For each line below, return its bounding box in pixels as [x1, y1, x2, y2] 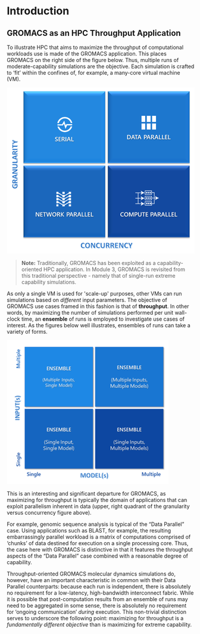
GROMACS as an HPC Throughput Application [7, 28, 181, 38]
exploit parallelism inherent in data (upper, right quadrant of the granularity [7, 503, 190, 510]
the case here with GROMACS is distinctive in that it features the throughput [7, 546, 193, 553]
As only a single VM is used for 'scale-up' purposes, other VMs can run [7, 290, 182, 297]
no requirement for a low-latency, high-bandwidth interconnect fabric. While [7, 589, 194, 596]
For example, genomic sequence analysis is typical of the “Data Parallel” [7, 521, 185, 528]
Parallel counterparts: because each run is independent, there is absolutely [7, 583, 191, 590]
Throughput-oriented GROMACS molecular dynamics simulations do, [7, 570, 176, 577]
